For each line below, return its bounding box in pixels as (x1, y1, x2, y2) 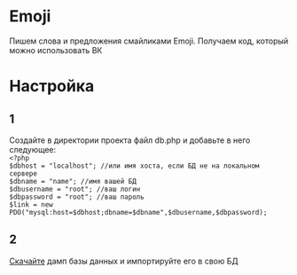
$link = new (9, 200, 53, 209)
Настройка (9, 76, 95, 97)
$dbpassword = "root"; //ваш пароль (9, 192, 145, 201)
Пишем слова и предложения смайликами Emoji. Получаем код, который (9, 35, 289, 46)
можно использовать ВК (9, 44, 103, 55)
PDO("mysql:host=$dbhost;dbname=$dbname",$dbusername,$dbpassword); (9, 208, 268, 216)
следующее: (9, 144, 57, 154)
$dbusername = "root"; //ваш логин (9, 185, 141, 193)
